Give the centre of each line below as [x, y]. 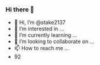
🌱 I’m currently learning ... [46, 35]
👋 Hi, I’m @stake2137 [40, 23]
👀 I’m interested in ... [39, 29]
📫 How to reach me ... [41, 48]
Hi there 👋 [20, 10]
